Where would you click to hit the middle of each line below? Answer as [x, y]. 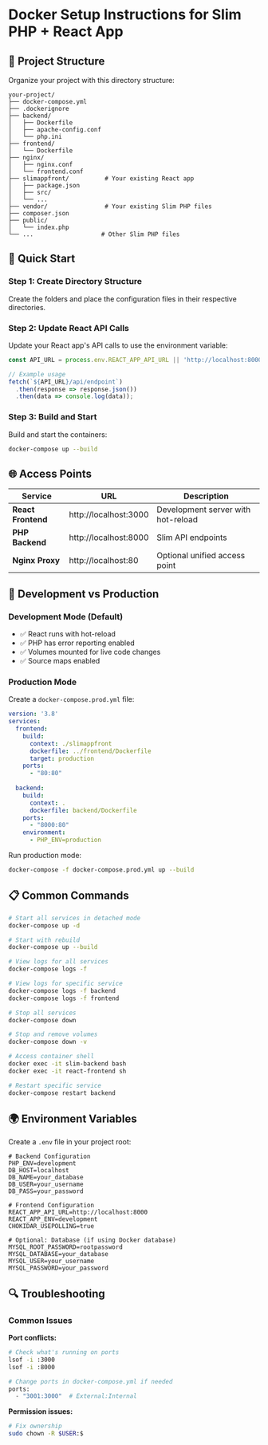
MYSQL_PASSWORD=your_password [59, 1268]
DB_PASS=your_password [46, 1191]
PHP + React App [66, 31]
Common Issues [41, 1320]
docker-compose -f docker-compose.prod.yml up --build [101, 870]
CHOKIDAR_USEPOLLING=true [51, 1226]
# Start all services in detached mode [75, 918]
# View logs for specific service [66, 984]
